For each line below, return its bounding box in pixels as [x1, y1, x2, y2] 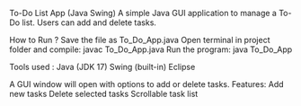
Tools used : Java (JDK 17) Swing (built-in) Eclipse [9, 62, 196, 72]
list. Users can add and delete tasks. [22, 17, 157, 28]
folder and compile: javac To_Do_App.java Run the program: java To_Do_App [9, 44, 293, 55]
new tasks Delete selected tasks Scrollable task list [9, 89, 199, 99]
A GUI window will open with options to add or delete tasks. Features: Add [9, 79, 285, 89]
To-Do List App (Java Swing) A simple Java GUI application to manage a [9, 8, 277, 18]
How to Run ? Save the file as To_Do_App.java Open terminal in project [9, 35, 271, 45]
